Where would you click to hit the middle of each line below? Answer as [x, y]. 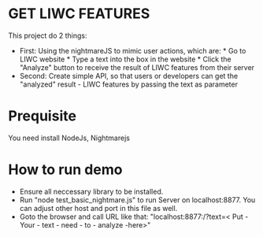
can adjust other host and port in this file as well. [98, 208]
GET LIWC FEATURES [79, 14]
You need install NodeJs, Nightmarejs [69, 138]
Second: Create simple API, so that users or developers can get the [129, 76]
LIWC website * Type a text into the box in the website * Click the [125, 59]
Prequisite [43, 116]
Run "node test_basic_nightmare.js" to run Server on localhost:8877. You [137, 200]
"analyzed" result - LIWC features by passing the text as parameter [129, 84]
